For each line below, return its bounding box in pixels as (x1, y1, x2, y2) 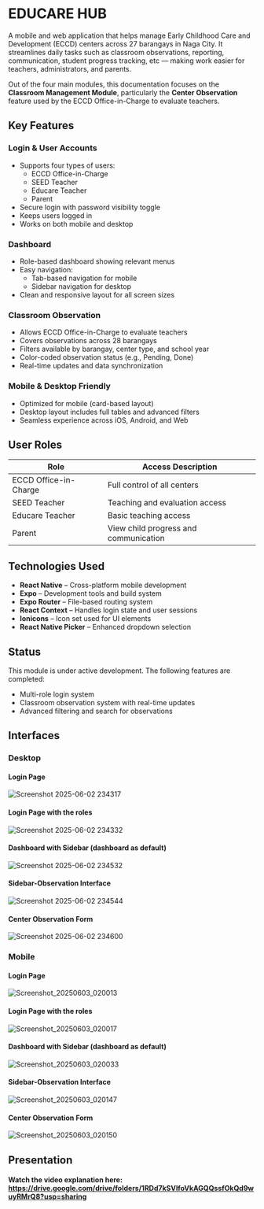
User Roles (8, 438, 63, 451)
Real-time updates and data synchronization (19, 361, 163, 371)
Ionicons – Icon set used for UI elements (19, 614, 152, 623)
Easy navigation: (19, 264, 73, 274)
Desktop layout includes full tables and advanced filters (19, 407, 200, 416)
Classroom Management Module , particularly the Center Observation (8, 87, 238, 97)
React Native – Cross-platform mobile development (19, 580, 187, 590)
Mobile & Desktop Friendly (8, 381, 112, 392)
